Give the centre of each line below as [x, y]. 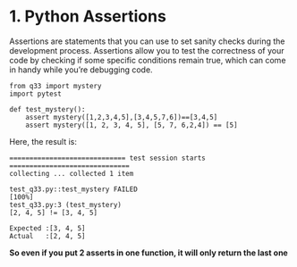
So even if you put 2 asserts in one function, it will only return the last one [148, 253]
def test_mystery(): [48, 109]
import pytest [36, 94]
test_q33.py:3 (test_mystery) [66, 204]
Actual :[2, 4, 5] [48, 236]
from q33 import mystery [55, 86]
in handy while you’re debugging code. [81, 70]
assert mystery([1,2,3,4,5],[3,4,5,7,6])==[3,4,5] [122, 117]
